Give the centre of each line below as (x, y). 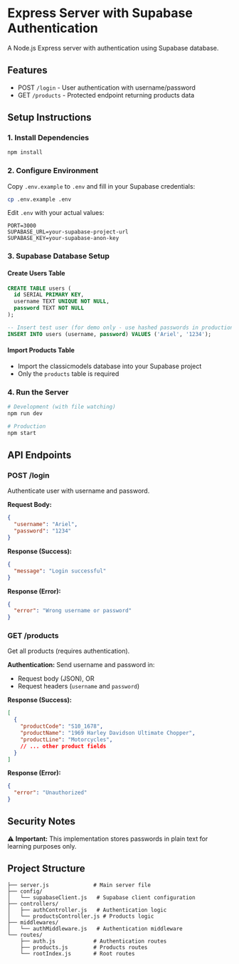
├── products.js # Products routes (84, 947)
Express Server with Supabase (100, 13)
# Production (27, 426)
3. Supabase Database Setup (59, 256)
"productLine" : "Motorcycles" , (67, 739)
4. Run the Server (38, 392)
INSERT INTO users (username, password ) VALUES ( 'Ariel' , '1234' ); (110, 334)
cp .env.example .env (39, 199)
